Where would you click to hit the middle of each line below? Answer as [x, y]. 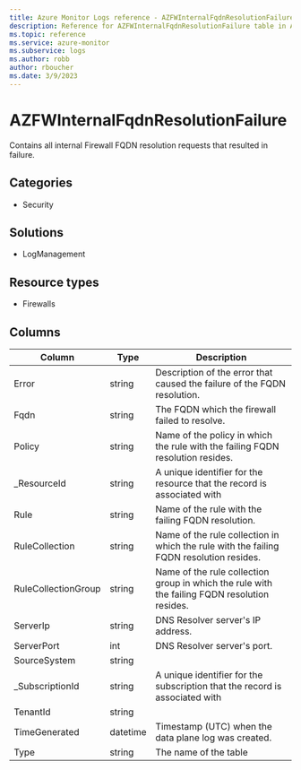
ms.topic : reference [48, 34]
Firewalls [39, 304]
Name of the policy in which [214, 435]
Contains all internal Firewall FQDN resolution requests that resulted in [139, 145]
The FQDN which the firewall [215, 409]
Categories [41, 183]
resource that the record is [211, 483]
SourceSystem [45, 660]
